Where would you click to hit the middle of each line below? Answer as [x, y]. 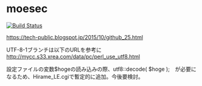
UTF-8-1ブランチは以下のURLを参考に [54, 50]
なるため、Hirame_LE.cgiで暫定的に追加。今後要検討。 [75, 76]
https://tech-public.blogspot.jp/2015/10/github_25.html [75, 37]
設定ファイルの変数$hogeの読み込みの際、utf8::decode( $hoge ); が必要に [101, 69]
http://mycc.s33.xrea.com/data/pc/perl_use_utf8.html [73, 56]
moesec [27, 9]
